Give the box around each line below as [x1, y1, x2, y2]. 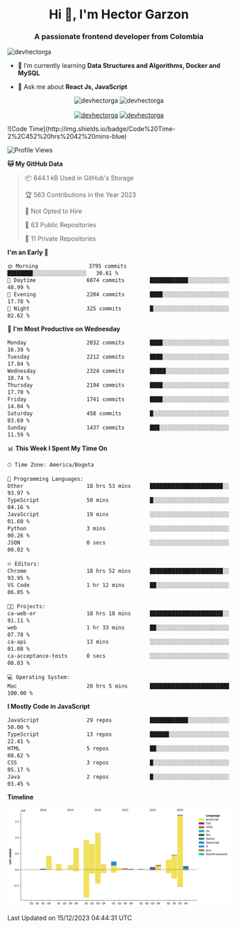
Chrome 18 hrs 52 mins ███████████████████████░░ [7, 568, 230, 575]
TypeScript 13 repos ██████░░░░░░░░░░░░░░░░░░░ [7, 731, 230, 739]
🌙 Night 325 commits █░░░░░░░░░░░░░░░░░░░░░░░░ [7, 305, 230, 312]
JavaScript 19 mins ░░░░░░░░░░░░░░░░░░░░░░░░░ [7, 511, 230, 518]
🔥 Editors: [7, 561, 40, 568]
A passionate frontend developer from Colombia [34, 32, 204, 42]
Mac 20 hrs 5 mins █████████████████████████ [7, 683, 230, 690]
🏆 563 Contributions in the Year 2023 [24, 190, 137, 199]
